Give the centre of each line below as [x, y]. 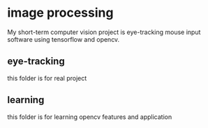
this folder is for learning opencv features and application [90, 117]
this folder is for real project [47, 78]
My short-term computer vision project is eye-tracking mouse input [104, 32]
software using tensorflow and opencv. [64, 39]
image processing [60, 13]
